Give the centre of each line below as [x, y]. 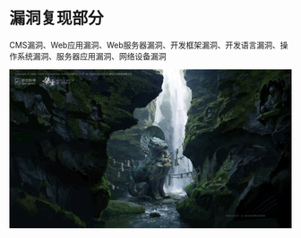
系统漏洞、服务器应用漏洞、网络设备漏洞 [91, 56]
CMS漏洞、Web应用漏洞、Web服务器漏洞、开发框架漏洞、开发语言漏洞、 [145, 45]
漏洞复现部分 [57, 18]
